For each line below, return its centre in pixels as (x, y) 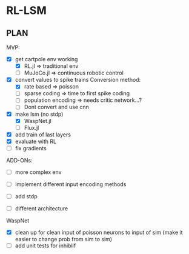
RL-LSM (26, 11)
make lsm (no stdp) (39, 114)
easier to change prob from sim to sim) (64, 239)
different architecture (41, 209)
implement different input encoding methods (71, 184)
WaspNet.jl (38, 121)
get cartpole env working (46, 59)
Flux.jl (31, 127)
